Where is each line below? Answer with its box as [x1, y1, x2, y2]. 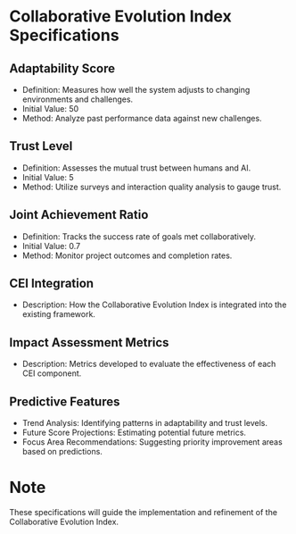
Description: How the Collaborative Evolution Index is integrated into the [21, 299, 287, 310]
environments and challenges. [21, 94, 134, 104]
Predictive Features [9, 394, 120, 409]
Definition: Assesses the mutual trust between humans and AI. [21, 163, 251, 173]
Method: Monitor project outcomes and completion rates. [21, 250, 233, 261]
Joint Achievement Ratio [9, 207, 149, 222]
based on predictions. [21, 446, 103, 457]
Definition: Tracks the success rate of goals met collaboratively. [21, 230, 257, 242]
